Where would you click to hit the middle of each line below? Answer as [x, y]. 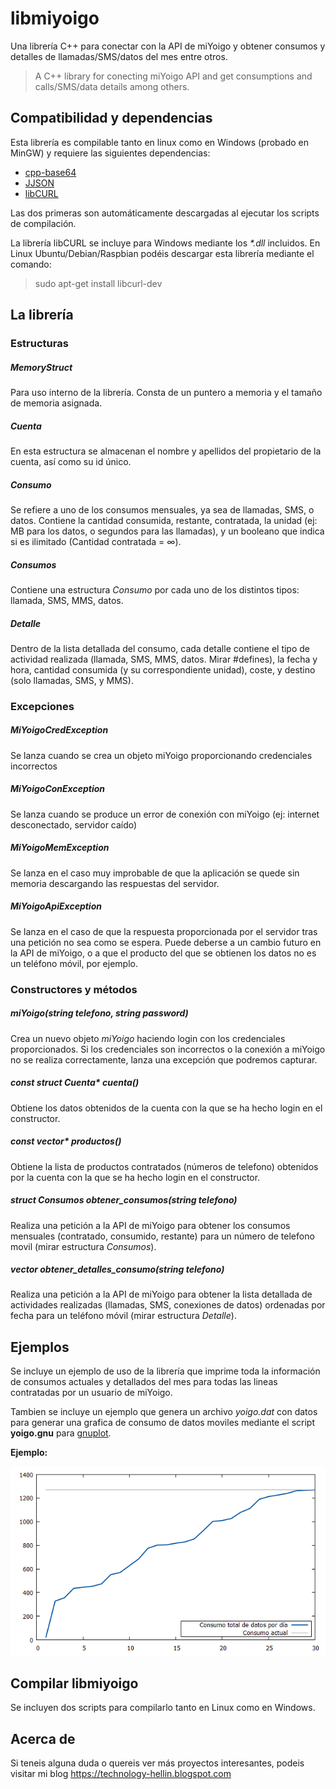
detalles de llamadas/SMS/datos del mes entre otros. [119, 56]
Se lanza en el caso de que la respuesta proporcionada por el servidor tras [164, 931]
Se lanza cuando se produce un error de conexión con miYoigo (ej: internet [165, 814]
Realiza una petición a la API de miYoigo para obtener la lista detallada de [161, 1294]
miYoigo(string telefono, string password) [99, 1013]
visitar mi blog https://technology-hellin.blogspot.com [121, 1774]
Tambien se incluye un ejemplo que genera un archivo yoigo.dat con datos [164, 1412]
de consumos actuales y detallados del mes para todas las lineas [144, 1382]
